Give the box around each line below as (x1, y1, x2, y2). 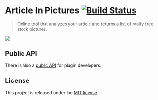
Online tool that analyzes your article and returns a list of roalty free (17, 21, 154, 27)
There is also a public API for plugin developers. (5, 62, 102, 68)
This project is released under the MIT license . (5, 89, 99, 95)
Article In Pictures (5, 5, 80, 16)
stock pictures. (17, 26, 47, 32)
